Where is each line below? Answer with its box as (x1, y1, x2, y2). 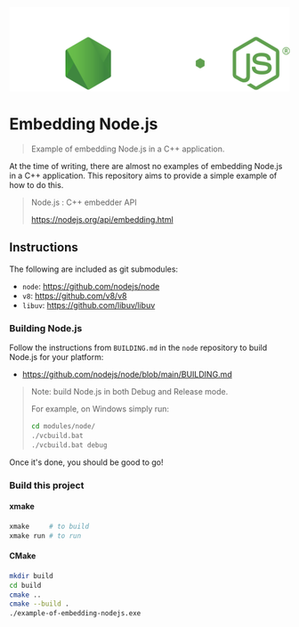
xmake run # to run (9, 531, 82, 541)
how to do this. (9, 179, 64, 190)
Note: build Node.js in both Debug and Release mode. (30, 387, 229, 397)
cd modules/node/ (30, 422, 96, 431)
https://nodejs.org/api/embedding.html (30, 214, 174, 224)
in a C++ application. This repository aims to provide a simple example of (9, 170, 278, 181)
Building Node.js (9, 322, 83, 334)
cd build (9, 581, 42, 590)
